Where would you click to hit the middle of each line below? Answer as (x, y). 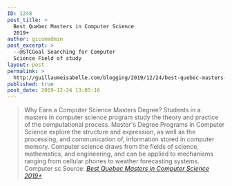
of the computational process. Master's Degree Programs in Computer (124, 125)
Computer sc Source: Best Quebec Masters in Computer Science (116, 169)
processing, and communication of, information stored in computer (119, 139)
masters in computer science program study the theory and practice (121, 117)
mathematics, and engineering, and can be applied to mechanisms (119, 154)
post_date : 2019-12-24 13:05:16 (54, 90)
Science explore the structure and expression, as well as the (110, 132)
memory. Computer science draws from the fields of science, (111, 147)
